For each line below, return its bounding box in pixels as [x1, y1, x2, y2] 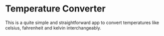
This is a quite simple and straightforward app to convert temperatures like [5, 19, 159, 25]
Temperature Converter [5, 3, 106, 14]
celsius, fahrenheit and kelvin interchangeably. [5, 24, 101, 30]
